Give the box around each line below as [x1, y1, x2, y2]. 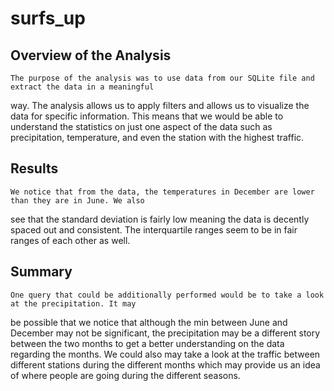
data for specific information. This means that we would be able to [10, 110, 284, 122]
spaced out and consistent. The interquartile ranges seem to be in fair [10, 223, 298, 236]
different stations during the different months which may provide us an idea [10, 358, 321, 371]
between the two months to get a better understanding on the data [10, 337, 285, 349]
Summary [10, 263, 73, 281]
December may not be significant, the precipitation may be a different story [10, 327, 321, 339]
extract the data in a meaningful [10, 82, 155, 92]
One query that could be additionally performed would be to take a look [10, 290, 325, 300]
